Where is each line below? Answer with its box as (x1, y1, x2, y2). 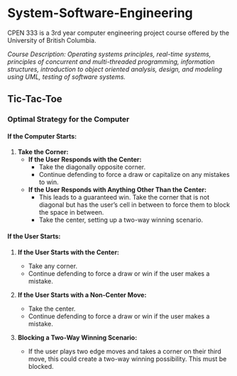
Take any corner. (28, 262, 78, 270)
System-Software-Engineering (7, 5, 193, 21)
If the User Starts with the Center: (17, 247, 119, 257)
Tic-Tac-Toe (7, 93, 62, 105)
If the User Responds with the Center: (28, 155, 142, 164)
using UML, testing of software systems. (7, 72, 126, 81)
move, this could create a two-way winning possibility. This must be (28, 354, 227, 363)
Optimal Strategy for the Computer (7, 114, 130, 124)
